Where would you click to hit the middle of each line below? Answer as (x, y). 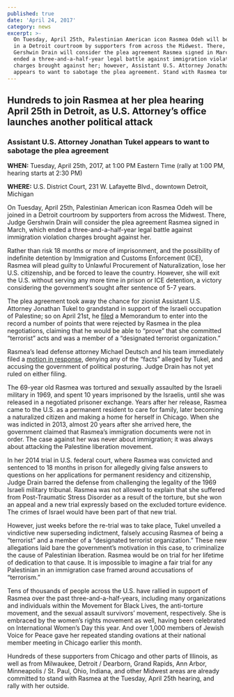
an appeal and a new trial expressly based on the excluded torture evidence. (117, 505)
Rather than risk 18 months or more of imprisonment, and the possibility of (114, 251)
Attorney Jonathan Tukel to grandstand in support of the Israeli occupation (114, 309)
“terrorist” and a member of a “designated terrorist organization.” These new (117, 540)
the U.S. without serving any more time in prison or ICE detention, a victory (115, 280)
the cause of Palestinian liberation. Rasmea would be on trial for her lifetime (116, 556)
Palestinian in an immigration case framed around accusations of (100, 570)
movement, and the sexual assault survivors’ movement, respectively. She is (117, 613)
